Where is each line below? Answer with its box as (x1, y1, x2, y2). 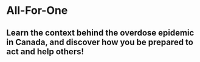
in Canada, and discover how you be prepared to (6, 37, 193, 47)
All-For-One (6, 4, 68, 17)
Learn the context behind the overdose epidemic (6, 28, 195, 38)
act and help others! (6, 46, 84, 57)
